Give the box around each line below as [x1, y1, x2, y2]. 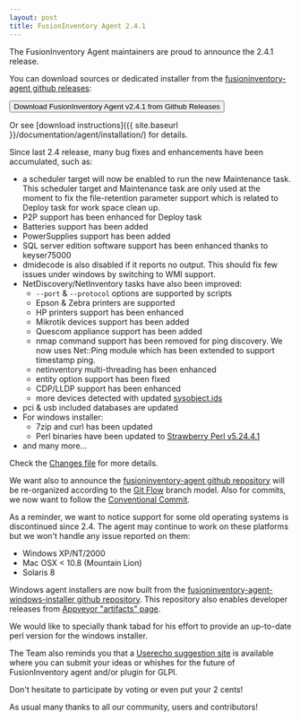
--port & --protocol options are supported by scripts [35, 288, 233, 299]
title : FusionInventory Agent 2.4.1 [9, 22, 146, 30]
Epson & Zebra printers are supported [35, 297, 176, 308]
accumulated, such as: [9, 156, 93, 167]
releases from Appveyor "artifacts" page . [9, 603, 161, 614]
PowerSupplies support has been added [21, 230, 171, 241]
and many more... [21, 440, 88, 451]
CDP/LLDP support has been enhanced [35, 383, 182, 394]
